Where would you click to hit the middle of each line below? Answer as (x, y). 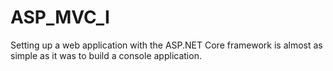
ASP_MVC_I (60, 17)
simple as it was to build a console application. (106, 55)
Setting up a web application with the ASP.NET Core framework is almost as (166, 45)
